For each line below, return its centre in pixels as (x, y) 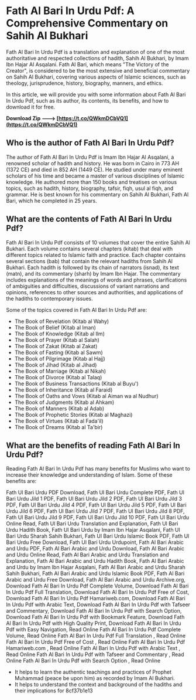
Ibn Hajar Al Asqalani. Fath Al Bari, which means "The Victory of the (87, 64)
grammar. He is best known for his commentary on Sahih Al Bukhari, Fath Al (97, 194)
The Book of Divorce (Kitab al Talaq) (58, 377)
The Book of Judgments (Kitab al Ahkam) (64, 402)
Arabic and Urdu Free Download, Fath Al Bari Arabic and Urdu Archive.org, (96, 580)
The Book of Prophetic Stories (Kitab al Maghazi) (73, 414)
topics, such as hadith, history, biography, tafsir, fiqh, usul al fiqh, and (90, 188)
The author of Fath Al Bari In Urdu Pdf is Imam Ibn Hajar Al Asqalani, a (90, 157)
